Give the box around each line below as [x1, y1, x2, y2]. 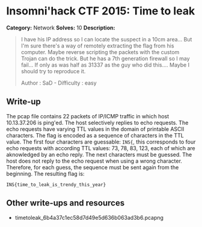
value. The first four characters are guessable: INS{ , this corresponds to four [6, 138, 196, 145]
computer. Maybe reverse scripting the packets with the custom [20, 48, 180, 55]
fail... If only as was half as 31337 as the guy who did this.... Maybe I [20, 61, 190, 68]
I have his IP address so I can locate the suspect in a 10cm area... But [20, 35, 192, 43]
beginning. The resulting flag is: [6, 170, 85, 177]
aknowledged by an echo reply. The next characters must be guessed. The [6, 151, 192, 158]
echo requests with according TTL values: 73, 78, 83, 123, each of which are [6, 144, 195, 151]
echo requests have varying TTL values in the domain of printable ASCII [6, 125, 185, 133]
